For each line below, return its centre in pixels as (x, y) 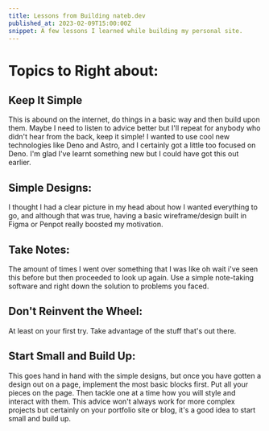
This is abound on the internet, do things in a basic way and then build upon (134, 120)
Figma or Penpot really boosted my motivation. (86, 224)
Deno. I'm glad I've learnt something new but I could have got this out (124, 154)
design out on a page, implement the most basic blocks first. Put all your (128, 384)
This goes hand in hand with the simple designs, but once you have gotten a (135, 375)
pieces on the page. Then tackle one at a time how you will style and (122, 392)
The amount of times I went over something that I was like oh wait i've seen (133, 269)
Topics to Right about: (83, 70)
